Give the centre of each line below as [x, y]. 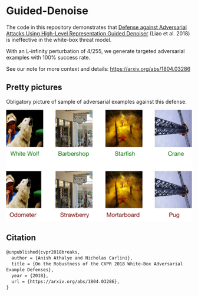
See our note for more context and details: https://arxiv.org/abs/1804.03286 [98, 68]
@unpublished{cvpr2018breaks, [43, 252]
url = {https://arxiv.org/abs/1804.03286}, [65, 281]
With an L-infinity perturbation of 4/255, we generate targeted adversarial [95, 51]
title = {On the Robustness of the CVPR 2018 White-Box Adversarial [97, 264]
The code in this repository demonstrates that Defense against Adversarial [97, 27]
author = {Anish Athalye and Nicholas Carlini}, [72, 258]
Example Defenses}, [30, 269]
